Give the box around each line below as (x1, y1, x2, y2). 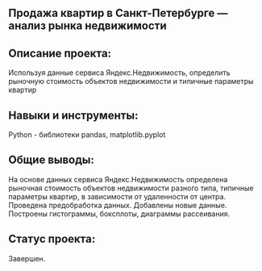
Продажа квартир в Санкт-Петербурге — (8, 6, 228, 20)
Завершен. (8, 253, 46, 263)
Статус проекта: (8, 232, 96, 246)
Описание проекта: (8, 46, 111, 60)
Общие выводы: (8, 153, 95, 167)
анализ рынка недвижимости (8, 19, 167, 33)
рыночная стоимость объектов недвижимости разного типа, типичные (8, 183, 254, 193)
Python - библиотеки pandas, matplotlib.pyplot (8, 130, 166, 140)
